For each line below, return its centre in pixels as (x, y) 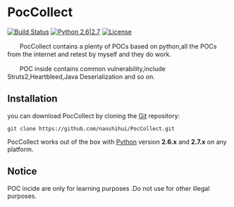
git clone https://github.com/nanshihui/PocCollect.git (91, 128)
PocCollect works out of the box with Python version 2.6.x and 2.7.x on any (117, 142)
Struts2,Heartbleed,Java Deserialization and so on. (81, 76)
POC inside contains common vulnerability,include (92, 68)
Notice (22, 171)
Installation (32, 99)
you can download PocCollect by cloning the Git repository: (94, 115)
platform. (20, 149)
